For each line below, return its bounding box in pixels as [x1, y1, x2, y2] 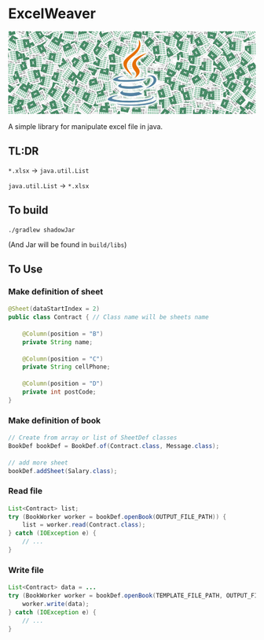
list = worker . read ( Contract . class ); [22, 521, 146, 529]
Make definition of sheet [8, 286, 104, 297]
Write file [8, 564, 45, 575]
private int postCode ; [22, 388, 97, 396]
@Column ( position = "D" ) [22, 379, 104, 388]
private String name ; [22, 338, 93, 346]
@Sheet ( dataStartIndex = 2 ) [8, 305, 101, 313]
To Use [8, 262, 43, 276]
